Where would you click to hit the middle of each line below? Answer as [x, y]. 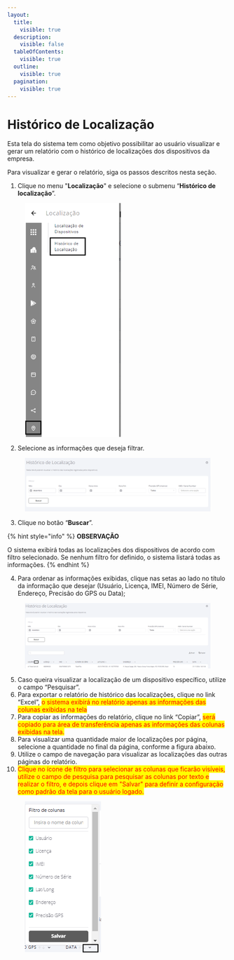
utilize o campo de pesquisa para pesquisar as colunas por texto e [113, 777]
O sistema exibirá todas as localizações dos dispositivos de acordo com [111, 549]
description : [33, 37]
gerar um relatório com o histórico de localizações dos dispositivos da [109, 152]
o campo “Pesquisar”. [49, 687]
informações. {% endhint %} [48, 564]
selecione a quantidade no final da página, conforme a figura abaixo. [117, 747]
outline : [26, 67]
